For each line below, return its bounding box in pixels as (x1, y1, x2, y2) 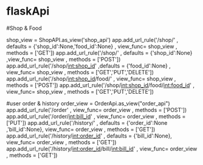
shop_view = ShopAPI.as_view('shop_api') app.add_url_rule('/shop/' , (6, 36, 179, 43)
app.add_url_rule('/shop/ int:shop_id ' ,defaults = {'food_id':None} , (6, 62, 171, 69)
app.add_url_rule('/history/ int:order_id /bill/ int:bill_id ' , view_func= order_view (6, 145, 198, 152)
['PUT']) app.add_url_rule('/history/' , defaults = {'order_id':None (6, 119, 168, 126)
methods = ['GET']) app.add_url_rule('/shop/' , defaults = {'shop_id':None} (6, 49, 193, 56)
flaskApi (6, 4, 50, 18)
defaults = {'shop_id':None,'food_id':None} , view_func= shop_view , (6, 43, 177, 50)
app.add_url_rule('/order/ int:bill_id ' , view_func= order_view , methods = (6, 113, 186, 120)
